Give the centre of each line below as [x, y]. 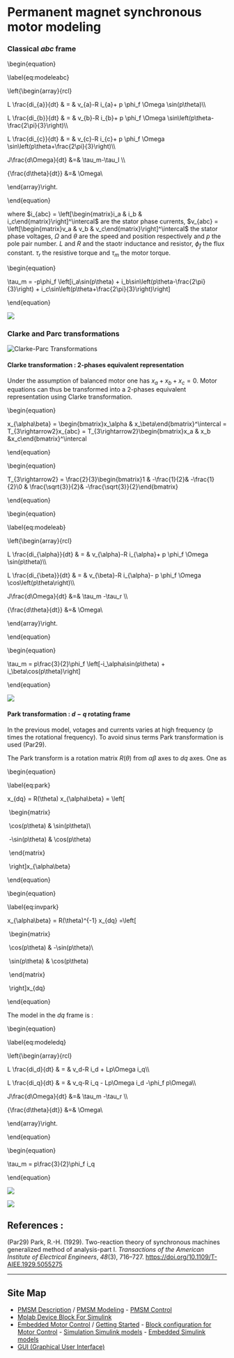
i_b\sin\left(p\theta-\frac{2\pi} [163, 282]
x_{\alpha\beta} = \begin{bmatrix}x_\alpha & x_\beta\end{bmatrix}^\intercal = [117, 424]
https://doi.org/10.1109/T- [181, 1257]
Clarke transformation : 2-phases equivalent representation [96, 364]
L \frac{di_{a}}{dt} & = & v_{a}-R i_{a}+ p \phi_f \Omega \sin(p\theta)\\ [107, 105]
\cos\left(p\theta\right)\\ [41, 583]
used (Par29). [27, 744]
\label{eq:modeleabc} [38, 78]
